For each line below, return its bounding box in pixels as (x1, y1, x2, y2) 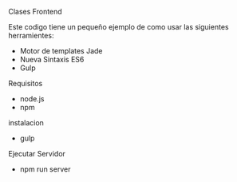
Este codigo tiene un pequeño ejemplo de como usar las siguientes (8, 22, 229, 31)
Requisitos (8, 79, 43, 88)
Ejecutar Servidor (8, 149, 66, 158)
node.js (19, 94, 45, 103)
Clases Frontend (8, 7, 62, 16)
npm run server (19, 164, 71, 174)
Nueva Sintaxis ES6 (19, 55, 85, 64)
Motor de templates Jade (19, 46, 103, 55)
